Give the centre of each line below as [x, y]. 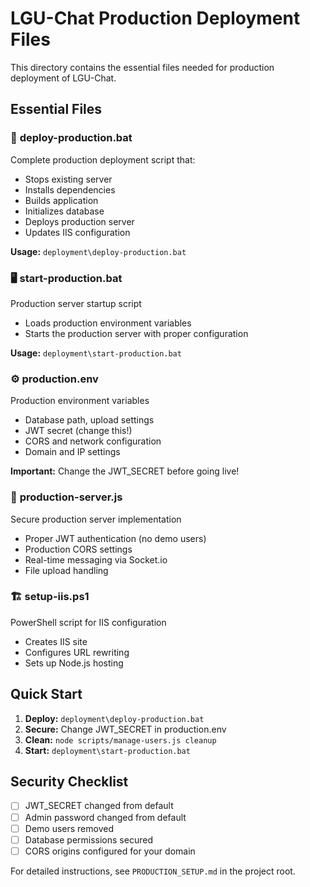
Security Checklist [69, 782]
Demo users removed [69, 828]
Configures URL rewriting [77, 652]
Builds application [61, 200]
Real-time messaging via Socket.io [96, 559]
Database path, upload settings [89, 420]
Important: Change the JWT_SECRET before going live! [125, 471]
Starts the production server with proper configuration [136, 333]
